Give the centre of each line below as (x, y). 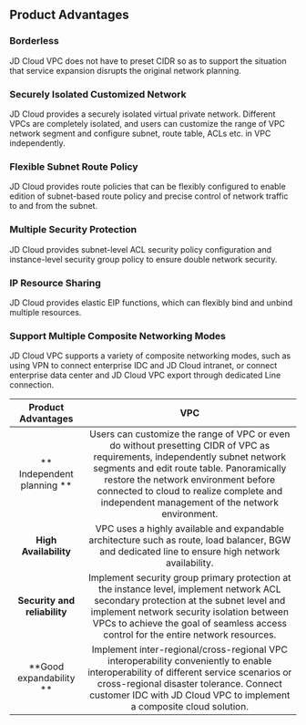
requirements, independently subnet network (190, 457)
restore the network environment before (190, 480)
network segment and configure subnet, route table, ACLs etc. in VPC (140, 133)
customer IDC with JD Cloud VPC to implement (190, 695)
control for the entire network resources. (190, 635)
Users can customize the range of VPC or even (190, 434)
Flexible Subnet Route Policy (74, 166)
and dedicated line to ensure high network (190, 552)
